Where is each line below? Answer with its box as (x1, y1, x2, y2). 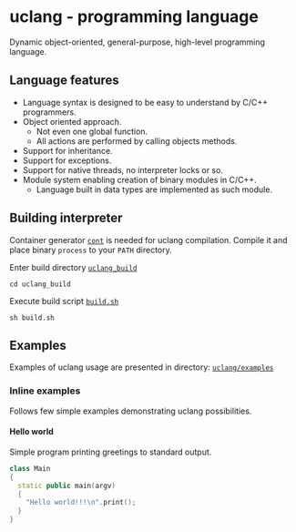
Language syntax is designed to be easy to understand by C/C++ (22, 97, 269, 107)
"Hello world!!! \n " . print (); (26, 498, 137, 507)
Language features (9, 73, 120, 88)
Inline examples (9, 384, 81, 397)
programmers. (22, 107, 77, 118)
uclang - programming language (9, 6, 260, 27)
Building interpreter (9, 210, 123, 226)
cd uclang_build (9, 280, 71, 289)
